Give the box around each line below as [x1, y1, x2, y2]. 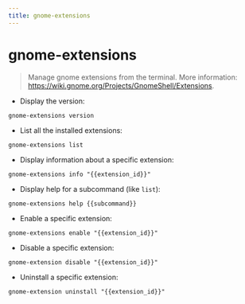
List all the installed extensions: [19, 125, 123, 135]
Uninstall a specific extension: [19, 272, 119, 282]
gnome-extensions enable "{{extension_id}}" [8, 228, 158, 237]
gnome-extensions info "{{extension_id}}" [8, 170, 151, 178]
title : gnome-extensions [8, 11, 91, 20]
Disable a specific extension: [19, 243, 115, 252]
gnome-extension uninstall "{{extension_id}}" [8, 287, 165, 295]
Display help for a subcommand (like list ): [19, 184, 161, 193]
